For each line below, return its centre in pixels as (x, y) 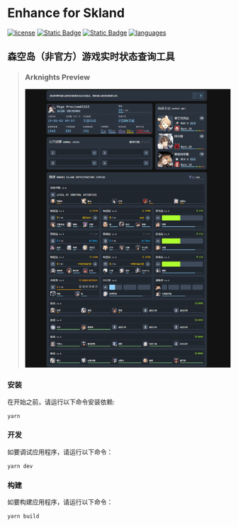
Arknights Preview (57, 77)
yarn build (23, 516)
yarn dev (20, 466)
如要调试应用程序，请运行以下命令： (60, 452)
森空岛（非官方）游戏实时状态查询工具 (91, 57)
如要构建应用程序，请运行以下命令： (60, 502)
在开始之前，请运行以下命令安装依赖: (61, 402)
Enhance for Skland (66, 13)
